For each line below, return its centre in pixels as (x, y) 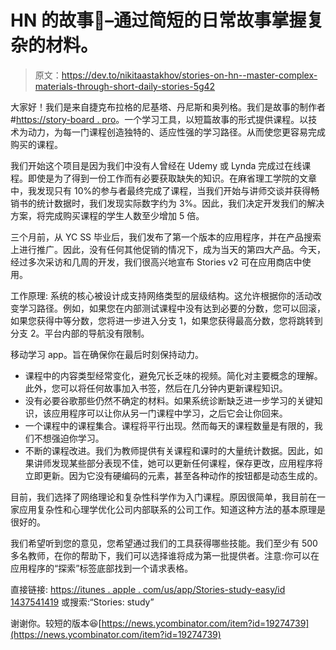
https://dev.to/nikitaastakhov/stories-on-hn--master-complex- (189, 75)
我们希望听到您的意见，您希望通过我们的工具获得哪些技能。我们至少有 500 (164, 543)
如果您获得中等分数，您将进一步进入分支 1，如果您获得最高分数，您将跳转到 (166, 320)
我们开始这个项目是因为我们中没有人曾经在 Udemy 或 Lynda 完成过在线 (156, 165)
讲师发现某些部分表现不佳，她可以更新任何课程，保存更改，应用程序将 (178, 463)
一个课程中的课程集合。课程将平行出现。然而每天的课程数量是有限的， (169, 425)
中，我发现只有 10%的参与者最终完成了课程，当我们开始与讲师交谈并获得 (161, 190)
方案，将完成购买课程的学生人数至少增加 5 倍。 (107, 215)
